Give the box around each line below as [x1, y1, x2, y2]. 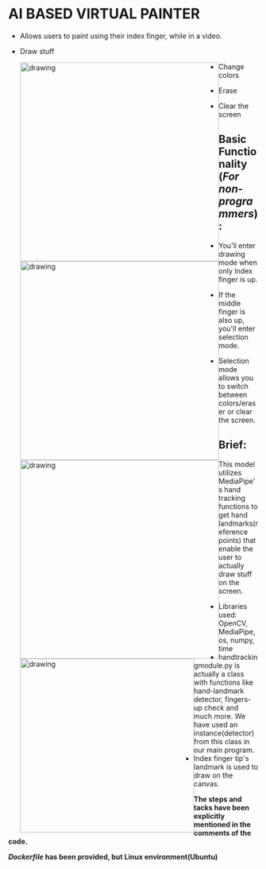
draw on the [193, 770, 233, 780]
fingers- [225, 694, 252, 704]
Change [218, 61, 245, 72]
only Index [218, 266, 253, 275]
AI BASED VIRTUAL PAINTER [8, 5, 200, 23]
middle [218, 298, 241, 308]
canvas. [193, 778, 220, 788]
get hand [218, 510, 249, 519]
